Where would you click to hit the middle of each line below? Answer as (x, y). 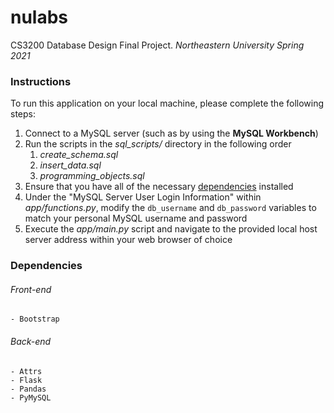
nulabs (39, 17)
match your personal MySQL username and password (136, 218)
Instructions (41, 81)
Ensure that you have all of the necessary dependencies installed (159, 187)
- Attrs (26, 371)
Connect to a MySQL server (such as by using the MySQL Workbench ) (171, 133)
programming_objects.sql (92, 176)
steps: (23, 114)
